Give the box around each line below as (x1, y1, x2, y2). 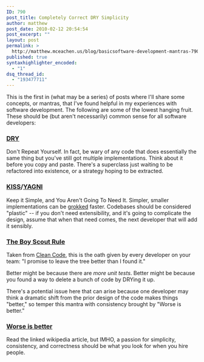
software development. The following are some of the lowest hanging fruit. (6, 106, 193, 114)
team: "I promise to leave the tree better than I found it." (6, 258, 146, 265)
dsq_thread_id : (6, 71, 45, 77)
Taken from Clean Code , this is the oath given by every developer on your (6, 251, 191, 259)
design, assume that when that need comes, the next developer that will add (6, 216, 197, 223)
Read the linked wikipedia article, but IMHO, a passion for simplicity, (6, 336, 176, 343)
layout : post (6, 37, 39, 43)
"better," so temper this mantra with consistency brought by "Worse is (6, 301, 182, 308)
